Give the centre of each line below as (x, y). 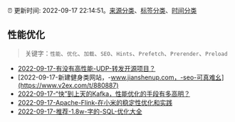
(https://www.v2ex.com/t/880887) (68, 85)
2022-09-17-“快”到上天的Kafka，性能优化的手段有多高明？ (104, 94)
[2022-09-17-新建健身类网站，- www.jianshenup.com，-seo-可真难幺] (121, 77)
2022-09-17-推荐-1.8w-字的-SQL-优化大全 (80, 111)
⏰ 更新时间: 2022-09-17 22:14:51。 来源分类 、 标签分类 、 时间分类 (102, 10)
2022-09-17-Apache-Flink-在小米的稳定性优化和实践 (95, 102)
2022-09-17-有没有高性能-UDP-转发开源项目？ (87, 68)
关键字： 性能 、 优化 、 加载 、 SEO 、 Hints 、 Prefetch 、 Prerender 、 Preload (126, 53)
